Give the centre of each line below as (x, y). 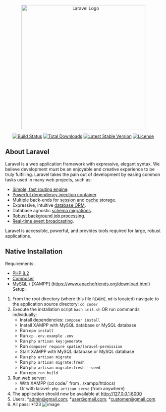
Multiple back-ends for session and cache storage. (64, 200)
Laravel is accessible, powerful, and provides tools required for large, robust (83, 231)
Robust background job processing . (49, 216)
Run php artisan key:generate (51, 341)
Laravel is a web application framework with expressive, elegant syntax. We (83, 164)
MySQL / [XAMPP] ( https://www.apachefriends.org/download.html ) (81, 284)
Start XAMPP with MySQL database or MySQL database (77, 351)
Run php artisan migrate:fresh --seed (60, 367)
